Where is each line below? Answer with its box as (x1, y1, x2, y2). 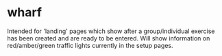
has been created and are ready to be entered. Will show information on (7, 34, 210, 42)
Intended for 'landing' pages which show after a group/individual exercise (7, 27, 215, 35)
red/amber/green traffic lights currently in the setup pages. (7, 41, 173, 49)
